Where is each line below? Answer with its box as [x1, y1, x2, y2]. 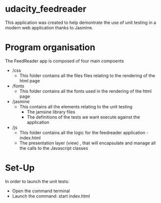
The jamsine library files [26, 109, 75, 115]
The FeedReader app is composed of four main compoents [5, 58, 124, 64]
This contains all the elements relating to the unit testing [19, 103, 133, 109]
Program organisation [5, 42, 95, 53]
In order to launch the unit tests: [5, 178, 69, 184]
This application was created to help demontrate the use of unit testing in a [5, 20, 157, 25]
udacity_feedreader [5, 3, 87, 15]
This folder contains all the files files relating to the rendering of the [19, 72, 156, 79]
